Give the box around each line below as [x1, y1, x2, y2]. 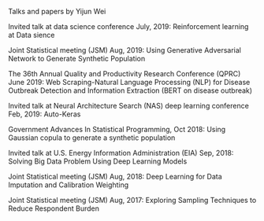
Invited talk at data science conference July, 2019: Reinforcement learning [8, 22, 249, 31]
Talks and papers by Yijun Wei [8, 7, 106, 16]
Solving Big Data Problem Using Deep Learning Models [8, 157, 188, 166]
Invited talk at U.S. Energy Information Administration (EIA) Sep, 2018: [8, 149, 234, 157]
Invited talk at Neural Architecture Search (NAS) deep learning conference [8, 101, 250, 110]
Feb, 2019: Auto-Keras [8, 109, 81, 119]
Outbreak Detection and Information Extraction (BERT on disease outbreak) [8, 86, 253, 95]
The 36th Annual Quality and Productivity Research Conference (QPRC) [8, 69, 241, 78]
